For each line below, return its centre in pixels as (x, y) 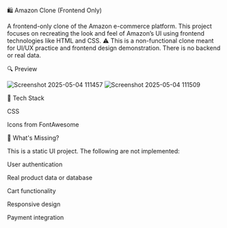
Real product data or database (50, 178)
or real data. (24, 55)
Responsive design (34, 204)
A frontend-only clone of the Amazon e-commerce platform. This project (109, 26)
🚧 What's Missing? (33, 138)
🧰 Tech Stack (26, 98)
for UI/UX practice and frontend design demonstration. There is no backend (114, 48)
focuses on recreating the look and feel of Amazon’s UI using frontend (106, 33)
